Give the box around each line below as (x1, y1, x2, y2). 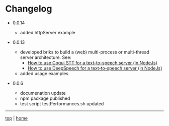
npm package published (20, 95, 70, 101)
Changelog (5, 3, 52, 15)
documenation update (20, 90, 66, 96)
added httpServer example (20, 29, 75, 35)
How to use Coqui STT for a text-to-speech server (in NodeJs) (27, 59, 157, 66)
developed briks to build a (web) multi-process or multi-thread (20, 49, 150, 55)
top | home (5, 115, 28, 121)
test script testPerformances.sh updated (20, 100, 104, 106)
